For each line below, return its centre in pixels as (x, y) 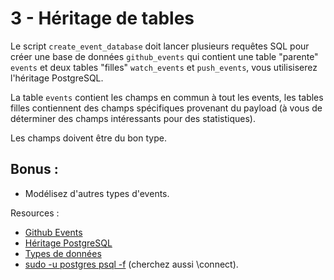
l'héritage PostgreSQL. (57, 78)
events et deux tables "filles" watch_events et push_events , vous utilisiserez (164, 67)
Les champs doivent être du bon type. (88, 138)
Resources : (35, 213)
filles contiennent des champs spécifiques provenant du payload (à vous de (166, 108)
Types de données (63, 253)
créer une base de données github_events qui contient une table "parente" (164, 56)
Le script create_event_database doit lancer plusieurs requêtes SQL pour (160, 46)
